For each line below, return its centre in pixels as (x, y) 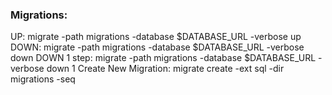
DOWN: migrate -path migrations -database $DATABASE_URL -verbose (157, 47)
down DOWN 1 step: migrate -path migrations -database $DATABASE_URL (163, 58)
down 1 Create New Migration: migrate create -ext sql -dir (165, 69)
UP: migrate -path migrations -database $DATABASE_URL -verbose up (156, 37)
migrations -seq (43, 79)
